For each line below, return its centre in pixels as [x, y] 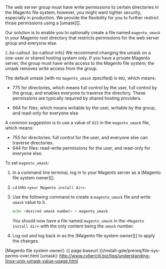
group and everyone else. [31, 43]
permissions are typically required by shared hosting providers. [77, 98]
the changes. [26, 241]
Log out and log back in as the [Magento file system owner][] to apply [83, 235]
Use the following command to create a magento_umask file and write [81, 197]
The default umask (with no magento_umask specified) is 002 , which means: [81, 78]
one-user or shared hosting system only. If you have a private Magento [78, 58]
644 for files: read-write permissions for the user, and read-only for [81, 148]
